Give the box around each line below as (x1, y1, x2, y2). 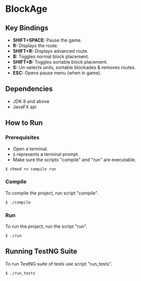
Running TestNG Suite (5, 247, 77, 256)
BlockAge (5, 3, 48, 15)
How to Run (5, 118, 43, 127)
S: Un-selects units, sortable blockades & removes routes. (12, 65, 136, 70)
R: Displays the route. (12, 43, 58, 49)
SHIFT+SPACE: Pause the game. (12, 37, 82, 43)
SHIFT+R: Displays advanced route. (12, 48, 89, 54)
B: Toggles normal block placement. (12, 53, 89, 59)
